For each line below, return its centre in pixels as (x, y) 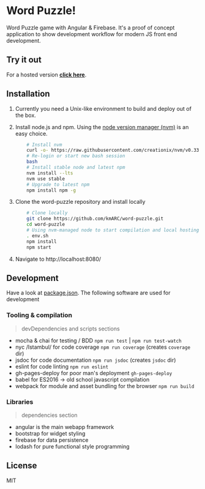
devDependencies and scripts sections (71, 329)
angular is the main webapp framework (65, 427)
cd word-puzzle (46, 225)
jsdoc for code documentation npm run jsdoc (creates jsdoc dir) (95, 360)
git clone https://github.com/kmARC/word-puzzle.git (95, 219)
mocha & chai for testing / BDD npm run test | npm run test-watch (98, 340)
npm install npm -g (51, 190)
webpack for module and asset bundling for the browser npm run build (105, 386)
